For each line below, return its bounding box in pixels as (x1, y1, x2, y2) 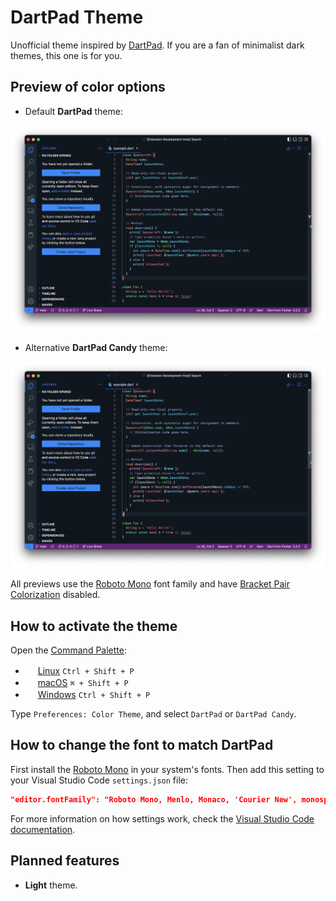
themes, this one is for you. (10, 49, 123, 61)
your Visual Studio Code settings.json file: (10, 774, 188, 786)
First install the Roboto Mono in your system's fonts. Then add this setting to (10, 763, 325, 775)
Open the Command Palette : (10, 644, 127, 656)
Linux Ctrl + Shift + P (37, 665, 135, 677)
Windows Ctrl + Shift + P (37, 689, 151, 701)
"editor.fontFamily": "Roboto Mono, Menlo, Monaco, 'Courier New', (10, 794, 298, 805)
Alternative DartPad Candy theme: (24, 342, 168, 353)
